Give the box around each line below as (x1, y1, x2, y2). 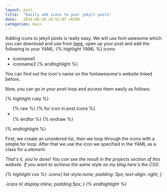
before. (5, 76, 21, 82)
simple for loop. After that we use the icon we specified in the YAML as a (5, 141, 156, 147)
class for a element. (5, 147, 46, 153)
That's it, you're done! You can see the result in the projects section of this (5, 156, 160, 162)
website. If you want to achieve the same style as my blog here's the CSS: (5, 162, 160, 168)
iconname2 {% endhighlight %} (12, 61, 78, 67)
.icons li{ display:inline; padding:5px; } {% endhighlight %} (5, 181, 127, 187)
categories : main (5, 21, 42, 27)
